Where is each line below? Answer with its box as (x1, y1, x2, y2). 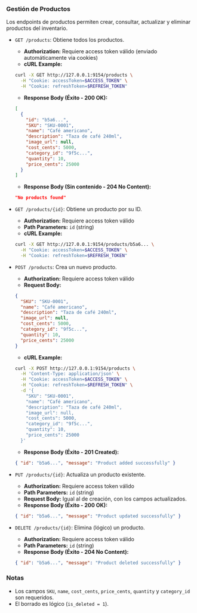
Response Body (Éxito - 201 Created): (23, 448, 119, 456)
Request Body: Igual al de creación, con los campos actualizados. (23, 495, 187, 502)
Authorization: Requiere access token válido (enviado (23, 48, 158, 55)
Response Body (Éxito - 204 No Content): (23, 548, 129, 555)
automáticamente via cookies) (23, 54, 98, 62)
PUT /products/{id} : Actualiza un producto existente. (14, 471, 146, 478)
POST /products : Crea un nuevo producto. (14, 263, 117, 270)
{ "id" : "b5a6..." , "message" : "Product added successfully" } (14, 460, 176, 466)
